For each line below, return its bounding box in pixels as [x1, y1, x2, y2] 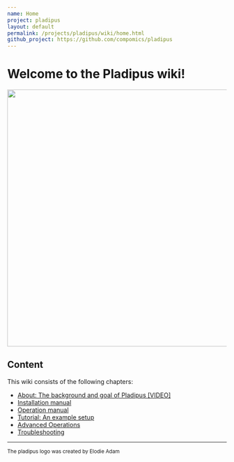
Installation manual [17, 398, 72, 406]
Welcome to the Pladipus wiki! [7, 66, 186, 82]
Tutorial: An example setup [17, 413, 95, 422]
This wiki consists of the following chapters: [7, 377, 134, 385]
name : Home [7, 10, 39, 17]
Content [7, 359, 44, 371]
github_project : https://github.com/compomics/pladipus [7, 36, 173, 43]
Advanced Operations [17, 420, 81, 429]
